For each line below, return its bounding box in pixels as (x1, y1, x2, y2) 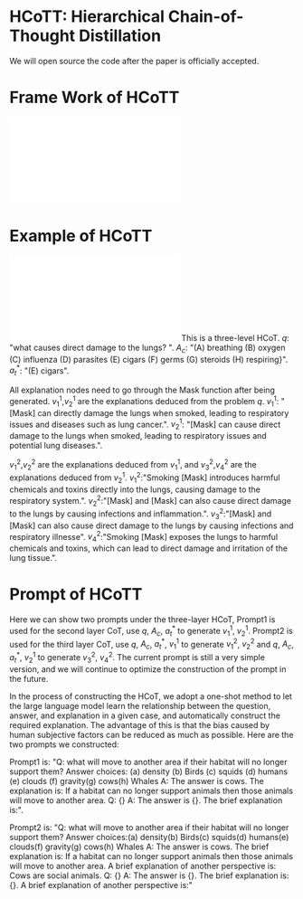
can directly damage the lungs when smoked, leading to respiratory (37, 407, 289, 418)
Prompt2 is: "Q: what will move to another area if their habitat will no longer (9, 821, 289, 833)
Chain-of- (167, 6, 244, 27)
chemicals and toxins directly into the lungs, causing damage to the (9, 484, 260, 495)
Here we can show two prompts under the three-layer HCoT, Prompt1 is (9, 614, 276, 625)
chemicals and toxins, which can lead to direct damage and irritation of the (9, 543, 288, 554)
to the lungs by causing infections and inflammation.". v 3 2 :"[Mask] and (9, 506, 272, 521)
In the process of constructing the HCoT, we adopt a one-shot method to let (9, 690, 292, 702)
